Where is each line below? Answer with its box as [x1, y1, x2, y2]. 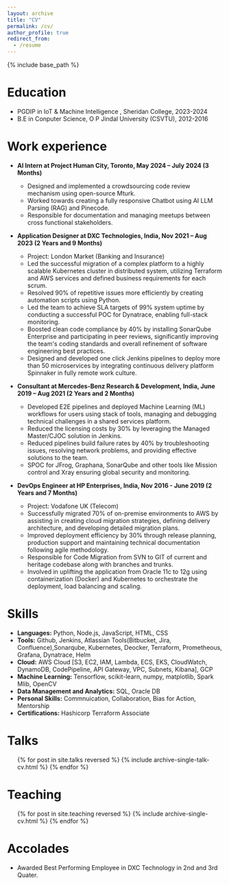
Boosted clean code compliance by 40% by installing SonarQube [27, 325, 211, 333]
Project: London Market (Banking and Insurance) [27, 252, 165, 260]
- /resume [13, 42, 41, 49]
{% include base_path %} [7, 61, 80, 69]
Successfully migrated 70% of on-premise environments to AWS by [27, 509, 219, 518]
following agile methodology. [27, 546, 109, 554]
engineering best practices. [27, 347, 106, 355]
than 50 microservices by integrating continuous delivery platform [27, 361, 215, 369]
